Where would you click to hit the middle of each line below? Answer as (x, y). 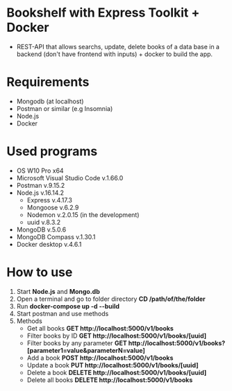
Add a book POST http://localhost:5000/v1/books (100, 358)
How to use (40, 272)
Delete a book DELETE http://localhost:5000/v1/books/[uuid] (117, 372)
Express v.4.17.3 (49, 200)
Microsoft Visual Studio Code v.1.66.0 (70, 177)
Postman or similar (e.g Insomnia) (65, 108)
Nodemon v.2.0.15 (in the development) (83, 215)
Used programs (52, 151)
